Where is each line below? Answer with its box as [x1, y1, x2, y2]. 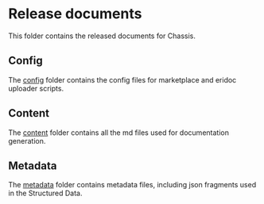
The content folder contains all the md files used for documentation [8, 128, 229, 137]
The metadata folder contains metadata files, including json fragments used [8, 180, 257, 190]
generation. [8, 136, 46, 145]
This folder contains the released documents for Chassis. [8, 31, 196, 40]
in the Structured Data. [8, 188, 83, 198]
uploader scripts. [8, 83, 64, 93]
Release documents [8, 5, 142, 23]
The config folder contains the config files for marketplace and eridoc [8, 75, 237, 84]
